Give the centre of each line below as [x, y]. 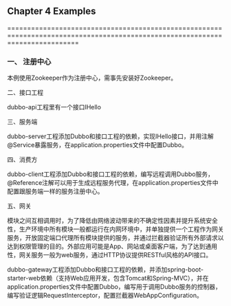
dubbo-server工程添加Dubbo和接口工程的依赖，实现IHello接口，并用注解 [111, 136]
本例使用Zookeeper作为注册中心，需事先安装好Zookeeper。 [92, 78]
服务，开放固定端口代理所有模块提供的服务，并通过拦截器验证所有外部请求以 [115, 238]
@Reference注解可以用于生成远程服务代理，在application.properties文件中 [113, 183]
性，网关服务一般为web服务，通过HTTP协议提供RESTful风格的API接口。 [109, 255]
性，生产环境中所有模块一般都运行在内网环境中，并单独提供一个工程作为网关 [115, 229]
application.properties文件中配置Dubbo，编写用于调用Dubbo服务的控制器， [114, 287]
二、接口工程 [25, 93]
